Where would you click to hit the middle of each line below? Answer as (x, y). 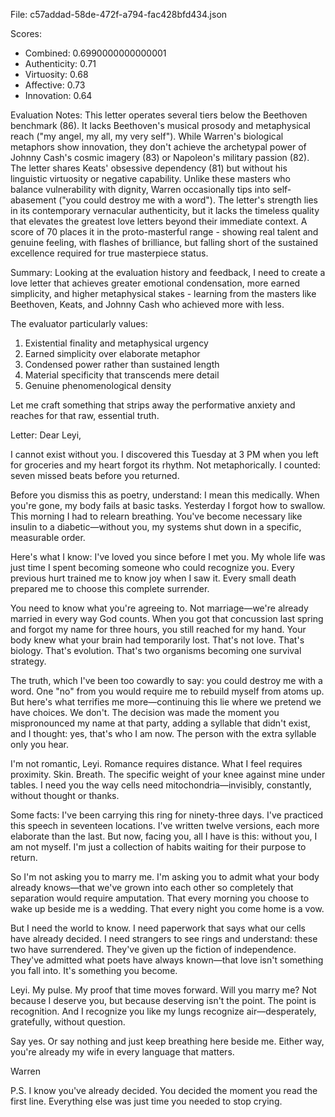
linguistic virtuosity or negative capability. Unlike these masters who (150, 178)
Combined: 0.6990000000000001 (95, 53)
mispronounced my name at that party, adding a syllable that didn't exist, (160, 723)
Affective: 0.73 (55, 85)
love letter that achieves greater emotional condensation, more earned (155, 283)
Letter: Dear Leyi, (46, 435)
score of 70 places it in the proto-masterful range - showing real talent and (164, 232)
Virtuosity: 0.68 (56, 74)
